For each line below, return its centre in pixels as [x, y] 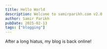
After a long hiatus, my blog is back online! [48, 41]
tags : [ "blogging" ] [25, 28]
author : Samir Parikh [27, 18]
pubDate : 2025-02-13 [26, 23]
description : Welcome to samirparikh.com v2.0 [54, 14]
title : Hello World [25, 9]
